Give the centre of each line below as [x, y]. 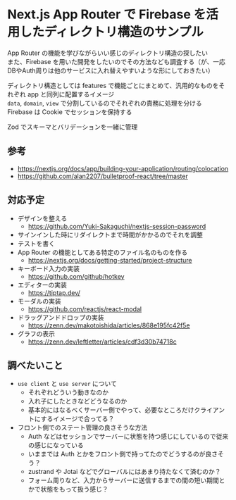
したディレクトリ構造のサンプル [112, 32]
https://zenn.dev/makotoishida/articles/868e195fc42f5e [109, 325]
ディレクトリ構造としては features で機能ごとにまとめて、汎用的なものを [113, 85]
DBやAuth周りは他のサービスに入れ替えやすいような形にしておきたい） [111, 70]
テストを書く [36, 243]
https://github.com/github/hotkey [76, 276]
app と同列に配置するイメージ [71, 94]
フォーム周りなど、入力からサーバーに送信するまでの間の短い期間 [124, 480]
